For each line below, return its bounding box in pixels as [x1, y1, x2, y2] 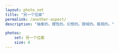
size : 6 [14, 40, 30, 45]
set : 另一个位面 [14, 35, 44, 40]
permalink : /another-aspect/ [5, 17, 67, 22]
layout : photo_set [5, 7, 44, 13]
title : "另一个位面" [5, 12, 44, 17]
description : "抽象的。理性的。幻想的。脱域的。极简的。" [5, 21, 114, 27]
